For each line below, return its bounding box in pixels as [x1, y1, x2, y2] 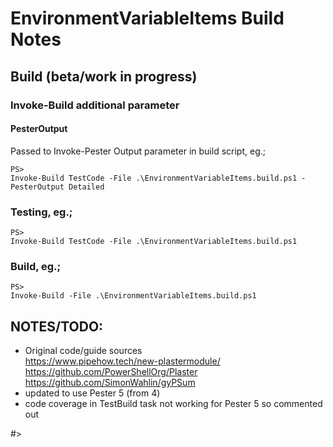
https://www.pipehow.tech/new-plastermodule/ [24, 355, 221, 367]
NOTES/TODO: [10, 318, 104, 335]
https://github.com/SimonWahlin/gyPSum [24, 377, 196, 389]
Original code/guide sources [24, 345, 143, 357]
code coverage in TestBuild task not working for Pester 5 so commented [24, 398, 323, 410]
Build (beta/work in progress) [10, 68, 198, 85]
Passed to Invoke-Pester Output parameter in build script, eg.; [10, 145, 266, 157]
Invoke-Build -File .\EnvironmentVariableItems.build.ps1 [10, 291, 257, 301]
